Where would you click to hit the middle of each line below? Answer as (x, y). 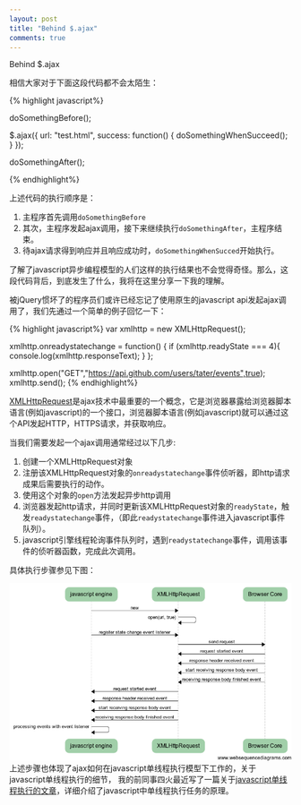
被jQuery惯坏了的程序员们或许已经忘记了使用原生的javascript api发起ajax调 (148, 300)
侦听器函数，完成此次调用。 (89, 552)
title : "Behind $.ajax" (54, 28)
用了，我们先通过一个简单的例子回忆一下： (88, 311)
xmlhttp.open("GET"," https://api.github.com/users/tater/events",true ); (138, 373)
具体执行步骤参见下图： (52, 570)
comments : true (38, 38)
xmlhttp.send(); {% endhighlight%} (74, 383)
